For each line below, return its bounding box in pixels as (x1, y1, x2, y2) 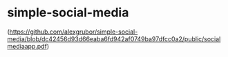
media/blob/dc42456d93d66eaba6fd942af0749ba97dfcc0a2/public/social (7, 34, 221, 43)
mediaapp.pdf (7, 42, 47, 50)
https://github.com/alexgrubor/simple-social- (9, 27, 138, 36)
